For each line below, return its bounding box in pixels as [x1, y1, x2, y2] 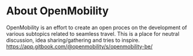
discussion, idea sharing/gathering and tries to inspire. [6, 36, 140, 43]
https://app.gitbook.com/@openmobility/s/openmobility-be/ [6, 43, 153, 50]
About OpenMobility [6, 4, 109, 18]
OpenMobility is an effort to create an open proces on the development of [6, 24, 188, 31]
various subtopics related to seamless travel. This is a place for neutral [6, 30, 180, 37]
